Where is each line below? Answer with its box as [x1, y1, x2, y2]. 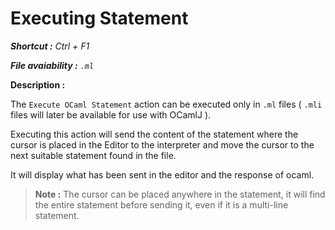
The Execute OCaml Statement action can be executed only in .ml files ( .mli [10, 98, 323, 110]
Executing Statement [10, 7, 189, 30]
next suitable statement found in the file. [10, 149, 177, 161]
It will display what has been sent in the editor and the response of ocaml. [10, 168, 315, 181]
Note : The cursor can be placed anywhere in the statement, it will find [34, 188, 326, 200]
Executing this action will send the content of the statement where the [10, 128, 299, 140]
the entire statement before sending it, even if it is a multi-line [34, 198, 289, 211]
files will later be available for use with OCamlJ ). [10, 108, 212, 121]
